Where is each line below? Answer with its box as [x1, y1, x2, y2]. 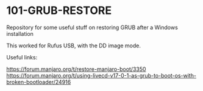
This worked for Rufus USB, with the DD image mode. [6, 42, 141, 49]
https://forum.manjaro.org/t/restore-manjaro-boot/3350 [6, 65, 146, 73]
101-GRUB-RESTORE [6, 4, 112, 18]
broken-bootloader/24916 [6, 78, 71, 86]
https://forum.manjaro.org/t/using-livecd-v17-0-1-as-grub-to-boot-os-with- [6, 72, 197, 79]
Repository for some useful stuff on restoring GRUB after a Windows [6, 24, 178, 31]
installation [6, 30, 34, 37]
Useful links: [6, 53, 38, 61]
